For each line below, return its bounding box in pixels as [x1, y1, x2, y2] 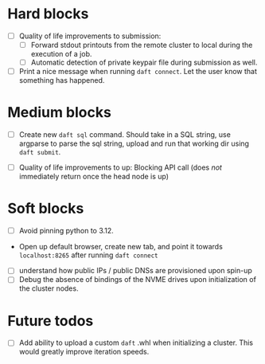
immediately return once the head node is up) [18, 172, 169, 182]
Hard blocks [7, 5, 89, 23]
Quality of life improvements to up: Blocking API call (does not [18, 162, 222, 172]
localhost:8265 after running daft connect [18, 250, 158, 260]
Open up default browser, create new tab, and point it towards [18, 242, 224, 252]
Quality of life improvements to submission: [18, 31, 162, 41]
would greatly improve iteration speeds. [18, 347, 150, 357]
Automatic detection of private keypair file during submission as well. [30, 57, 258, 68]
